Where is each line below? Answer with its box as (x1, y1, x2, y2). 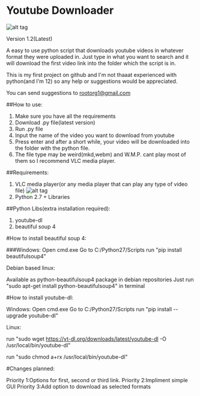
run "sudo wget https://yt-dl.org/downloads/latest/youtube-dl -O (6, 335, 167, 343)
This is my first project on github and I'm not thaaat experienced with (6, 71, 177, 78)
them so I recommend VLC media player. (14, 157, 116, 164)
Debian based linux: (6, 264, 55, 271)
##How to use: (6, 100, 43, 108)
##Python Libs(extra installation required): (6, 205, 111, 212)
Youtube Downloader (6, 4, 114, 17)
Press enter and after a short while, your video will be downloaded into (14, 138, 190, 145)
